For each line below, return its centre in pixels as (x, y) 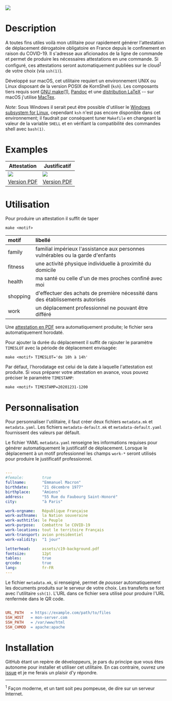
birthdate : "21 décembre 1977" (44, 487)
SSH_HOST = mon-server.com (36, 617)
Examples (27, 149)
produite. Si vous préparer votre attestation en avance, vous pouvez (77, 372)
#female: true (28, 478)
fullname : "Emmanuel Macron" (43, 483)
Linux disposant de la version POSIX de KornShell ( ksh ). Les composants (82, 86)
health (15, 281)
